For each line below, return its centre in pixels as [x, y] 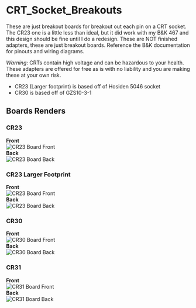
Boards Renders [36, 111]
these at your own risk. [34, 75]
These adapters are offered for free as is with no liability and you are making [98, 69]
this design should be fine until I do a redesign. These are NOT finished [92, 39]
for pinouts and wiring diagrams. [45, 51]
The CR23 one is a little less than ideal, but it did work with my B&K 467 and [97, 32]
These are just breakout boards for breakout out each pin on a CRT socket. [96, 26]
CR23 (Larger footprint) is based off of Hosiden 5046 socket [87, 86]
